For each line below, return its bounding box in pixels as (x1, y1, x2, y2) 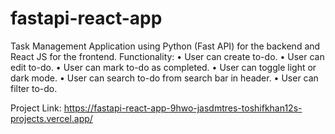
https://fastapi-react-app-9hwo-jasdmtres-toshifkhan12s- (63, 102, 303, 114)
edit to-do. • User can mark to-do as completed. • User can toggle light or (10, 61, 317, 73)
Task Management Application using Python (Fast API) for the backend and (10, 40, 321, 52)
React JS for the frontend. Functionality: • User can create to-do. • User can (10, 50, 325, 62)
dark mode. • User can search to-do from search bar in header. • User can (10, 72, 319, 84)
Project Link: (10, 102, 62, 114)
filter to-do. (10, 82, 58, 94)
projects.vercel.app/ (10, 112, 93, 124)
